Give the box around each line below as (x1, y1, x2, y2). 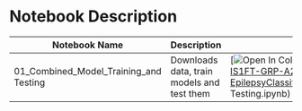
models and (170, 76, 220, 89)
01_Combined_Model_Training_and (13, 64, 162, 77)
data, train (170, 64, 213, 77)
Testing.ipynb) (230, 87, 291, 99)
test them (170, 87, 211, 99)
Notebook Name (52, 38, 124, 51)
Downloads (170, 54, 218, 66)
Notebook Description (9, 6, 178, 27)
